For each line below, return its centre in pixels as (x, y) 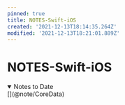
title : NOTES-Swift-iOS (42, 20)
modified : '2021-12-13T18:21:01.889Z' (64, 33)
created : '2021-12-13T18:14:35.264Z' (62, 26)
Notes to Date (34, 87)
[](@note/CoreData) (36, 94)
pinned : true (26, 14)
